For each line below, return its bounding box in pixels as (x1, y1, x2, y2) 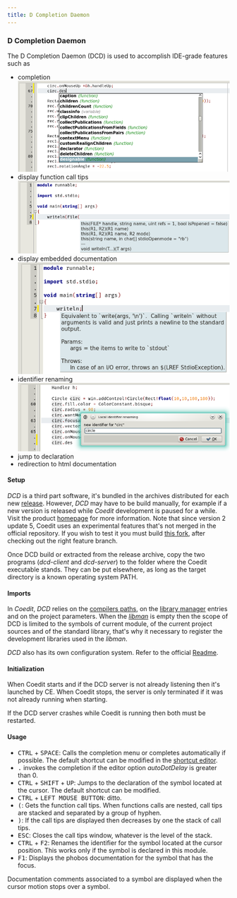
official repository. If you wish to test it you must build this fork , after (7, 529, 206, 537)
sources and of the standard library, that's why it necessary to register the (7, 627, 223, 636)
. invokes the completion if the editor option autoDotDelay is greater (17, 763, 217, 772)
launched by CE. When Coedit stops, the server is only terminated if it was (7, 687, 224, 696)
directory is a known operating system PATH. (7, 573, 138, 581)
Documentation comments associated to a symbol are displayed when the (7, 875, 222, 883)
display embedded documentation (17, 254, 118, 263)
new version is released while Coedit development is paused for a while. (7, 507, 217, 515)
